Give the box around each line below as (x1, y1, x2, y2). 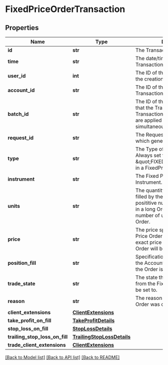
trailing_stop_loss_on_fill (7, 333, 68, 340)
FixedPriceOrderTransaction (5, 4, 125, 15)
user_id (7, 73, 26, 79)
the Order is (135, 266, 163, 272)
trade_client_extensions (7, 341, 66, 348)
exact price (135, 239, 162, 246)
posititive (135, 199, 157, 206)
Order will (135, 245, 158, 252)
